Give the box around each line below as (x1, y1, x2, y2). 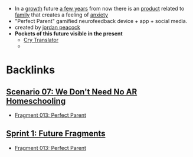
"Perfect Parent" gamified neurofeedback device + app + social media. (14, 18, 188, 24)
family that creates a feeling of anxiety (14, 11, 108, 18)
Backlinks (6, 63, 55, 77)
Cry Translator (23, 37, 59, 43)
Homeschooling (6, 96, 66, 106)
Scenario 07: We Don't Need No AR (6, 87, 138, 97)
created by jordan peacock (14, 24, 81, 31)
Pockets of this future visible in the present (14, 30, 123, 37)
